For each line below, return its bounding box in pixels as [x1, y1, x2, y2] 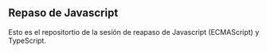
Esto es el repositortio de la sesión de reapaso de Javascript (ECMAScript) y [8, 27, 260, 36]
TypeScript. [8, 36, 46, 45]
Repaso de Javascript [8, 6, 119, 20]
